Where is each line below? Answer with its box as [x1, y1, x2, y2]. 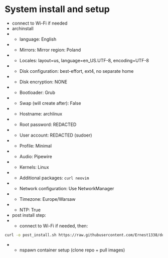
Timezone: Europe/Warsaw [19, 196, 76, 202]
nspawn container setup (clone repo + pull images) [19, 247, 125, 253]
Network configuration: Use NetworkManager [19, 185, 114, 191]
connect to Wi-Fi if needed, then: [19, 222, 88, 229]
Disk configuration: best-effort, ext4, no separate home [19, 68, 134, 74]
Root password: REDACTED [19, 121, 77, 127]
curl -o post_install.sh [5, 232, 57, 237]
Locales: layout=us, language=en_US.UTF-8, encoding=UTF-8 [19, 57, 149, 63]
